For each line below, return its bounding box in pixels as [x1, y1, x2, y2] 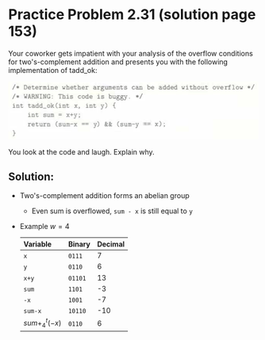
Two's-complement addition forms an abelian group [19, 191, 190, 201]
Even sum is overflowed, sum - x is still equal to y [31, 206, 193, 216]
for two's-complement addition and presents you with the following [8, 57, 229, 67]
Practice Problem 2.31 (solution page [8, 6, 256, 24]
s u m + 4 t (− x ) [23, 317, 62, 330]
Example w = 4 [19, 222, 70, 231]
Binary [67, 239, 91, 249]
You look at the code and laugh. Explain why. [8, 147, 155, 156]
